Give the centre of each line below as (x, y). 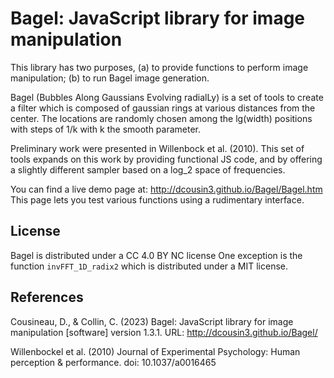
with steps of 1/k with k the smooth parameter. (106, 129)
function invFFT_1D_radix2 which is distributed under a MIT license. (149, 266)
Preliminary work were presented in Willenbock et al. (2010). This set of (157, 148)
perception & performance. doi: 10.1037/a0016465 (113, 362)
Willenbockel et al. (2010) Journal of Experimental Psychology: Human (155, 351)
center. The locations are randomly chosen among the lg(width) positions (161, 118)
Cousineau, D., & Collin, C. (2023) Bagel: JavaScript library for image (152, 321)
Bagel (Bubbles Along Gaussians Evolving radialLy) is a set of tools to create (167, 97)
